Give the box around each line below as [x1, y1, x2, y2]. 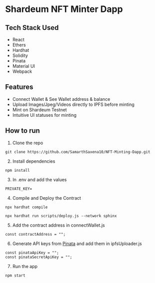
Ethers [12, 42, 26, 48]
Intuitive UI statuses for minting [12, 112, 77, 118]
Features [5, 83, 33, 91]
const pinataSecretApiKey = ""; [5, 255, 72, 260]
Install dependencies [12, 158, 56, 164]
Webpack [12, 68, 32, 74]
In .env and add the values [12, 176, 67, 183]
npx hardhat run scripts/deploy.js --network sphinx [5, 213, 117, 218]
